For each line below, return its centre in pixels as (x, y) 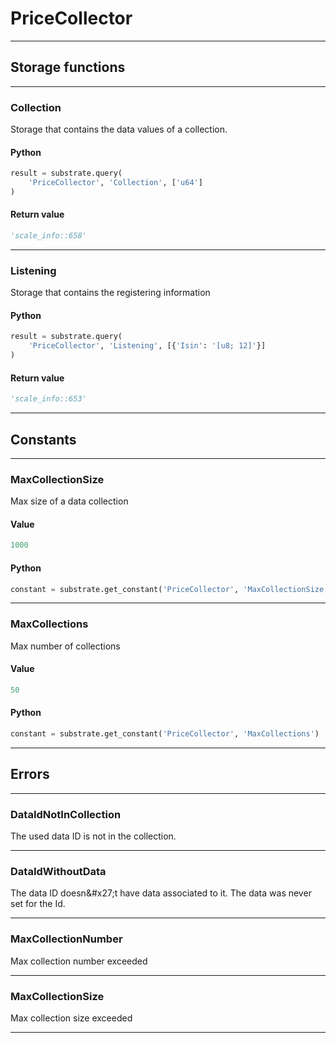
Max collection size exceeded (71, 1018)
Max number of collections (65, 646)
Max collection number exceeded (79, 961)
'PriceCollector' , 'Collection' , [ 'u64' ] (115, 183)
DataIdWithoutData (58, 871)
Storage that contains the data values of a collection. (119, 129)
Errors (30, 774)
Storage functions (68, 67)
